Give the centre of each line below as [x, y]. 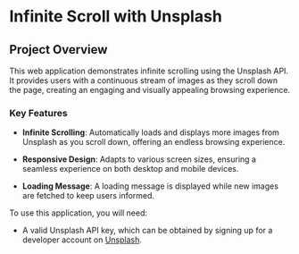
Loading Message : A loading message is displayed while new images [150, 186]
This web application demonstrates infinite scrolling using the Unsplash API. [149, 71]
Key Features [39, 113]
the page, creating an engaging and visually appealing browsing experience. [150, 90]
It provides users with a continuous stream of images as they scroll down [144, 80]
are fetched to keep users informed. [88, 196]
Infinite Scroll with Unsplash [116, 17]
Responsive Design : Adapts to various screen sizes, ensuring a [139, 159]
